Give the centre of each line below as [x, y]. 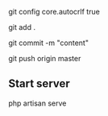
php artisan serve [37, 103]
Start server [39, 84]
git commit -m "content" [48, 43]
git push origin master [45, 58]
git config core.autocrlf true [54, 12]
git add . [22, 27]
